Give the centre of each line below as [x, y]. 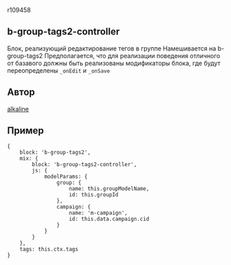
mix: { [29, 158]
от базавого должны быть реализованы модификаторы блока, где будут [114, 63]
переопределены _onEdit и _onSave [59, 70]
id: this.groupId [93, 195]
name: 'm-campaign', [98, 213]
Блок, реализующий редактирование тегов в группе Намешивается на [112, 48]
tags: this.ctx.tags [49, 249]
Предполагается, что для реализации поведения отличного [132, 55]
